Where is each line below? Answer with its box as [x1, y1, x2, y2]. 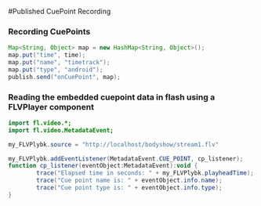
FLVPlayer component [8, 101, 94, 112]
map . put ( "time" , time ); [8, 51, 86, 60]
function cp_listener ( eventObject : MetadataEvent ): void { [8, 162, 198, 170]
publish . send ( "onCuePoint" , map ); [8, 73, 121, 81]
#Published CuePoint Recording [8, 7, 111, 16]
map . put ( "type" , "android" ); [8, 66, 103, 74]
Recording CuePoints [8, 26, 91, 37]
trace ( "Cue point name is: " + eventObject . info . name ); [36, 176, 223, 185]
